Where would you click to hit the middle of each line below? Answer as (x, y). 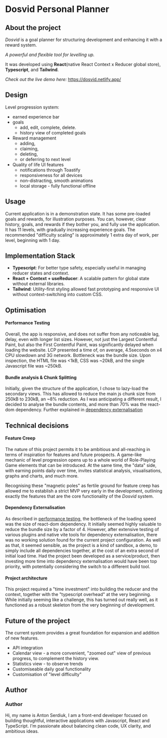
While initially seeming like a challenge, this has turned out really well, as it (82, 600)
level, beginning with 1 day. (33, 240)
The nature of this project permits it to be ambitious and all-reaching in (78, 449)
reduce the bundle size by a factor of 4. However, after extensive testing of (82, 529)
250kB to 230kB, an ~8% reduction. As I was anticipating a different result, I (83, 399)
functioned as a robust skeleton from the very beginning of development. (80, 605)
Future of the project (38, 621)
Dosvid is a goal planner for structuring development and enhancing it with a (84, 39)
